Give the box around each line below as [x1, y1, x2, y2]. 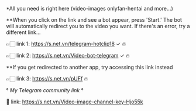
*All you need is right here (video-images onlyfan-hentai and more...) [6, 5, 174, 12]
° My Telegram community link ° [6, 87, 84, 93]
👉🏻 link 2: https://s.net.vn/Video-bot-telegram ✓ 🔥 [6, 52, 130, 59]
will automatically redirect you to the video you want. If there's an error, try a [6, 23, 190, 29]
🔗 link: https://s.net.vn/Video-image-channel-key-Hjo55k [6, 98, 143, 105]
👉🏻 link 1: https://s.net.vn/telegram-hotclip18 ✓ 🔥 [6, 41, 126, 47]
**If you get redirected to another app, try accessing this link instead [6, 64, 173, 70]
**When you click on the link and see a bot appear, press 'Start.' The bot [6, 16, 183, 23]
